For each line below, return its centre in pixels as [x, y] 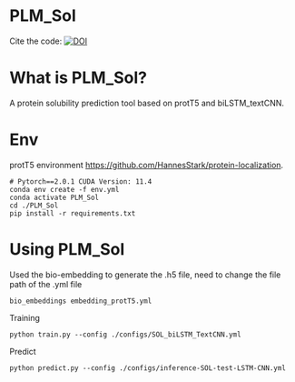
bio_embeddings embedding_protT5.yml [81, 301]
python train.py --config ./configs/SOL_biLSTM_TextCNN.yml [126, 334]
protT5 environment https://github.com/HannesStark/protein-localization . [147, 165]
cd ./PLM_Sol [34, 206]
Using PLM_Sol [67, 249]
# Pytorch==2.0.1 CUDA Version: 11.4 [81, 181]
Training [25, 317]
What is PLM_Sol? [79, 78]
